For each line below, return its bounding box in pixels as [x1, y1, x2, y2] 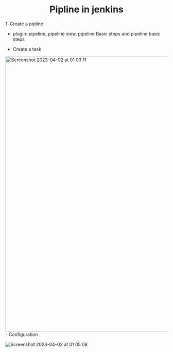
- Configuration [5, 331, 38, 338]
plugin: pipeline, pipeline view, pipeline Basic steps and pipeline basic [12, 30, 161, 37]
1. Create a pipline [5, 21, 44, 27]
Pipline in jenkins [49, 4, 124, 15]
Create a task [12, 46, 42, 52]
